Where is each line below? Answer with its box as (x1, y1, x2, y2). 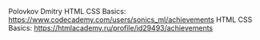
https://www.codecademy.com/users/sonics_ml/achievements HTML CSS (8, 15, 253, 24)
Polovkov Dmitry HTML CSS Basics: (8, 7, 126, 16)
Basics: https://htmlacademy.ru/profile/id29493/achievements (8, 24, 214, 32)
